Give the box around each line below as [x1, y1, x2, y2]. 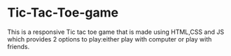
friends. [7, 42, 30, 50]
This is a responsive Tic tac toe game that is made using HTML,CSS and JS [7, 28, 225, 36]
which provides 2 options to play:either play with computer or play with [7, 35, 212, 43]
